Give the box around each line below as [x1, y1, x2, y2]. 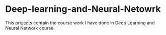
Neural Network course [5, 25, 54, 31]
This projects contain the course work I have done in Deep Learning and [5, 20, 155, 26]
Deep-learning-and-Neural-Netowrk [5, 3, 161, 15]
